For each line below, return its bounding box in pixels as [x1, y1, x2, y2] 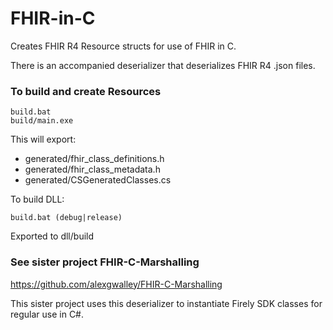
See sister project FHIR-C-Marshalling [10, 255, 200, 269]
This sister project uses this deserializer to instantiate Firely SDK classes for [10, 297, 323, 309]
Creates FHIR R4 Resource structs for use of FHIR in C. [10, 40, 237, 52]
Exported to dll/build [10, 230, 95, 242]
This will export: [10, 133, 77, 146]
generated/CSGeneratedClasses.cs [24, 174, 172, 186]
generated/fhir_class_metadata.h [24, 163, 161, 176]
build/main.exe [10, 116, 74, 126]
